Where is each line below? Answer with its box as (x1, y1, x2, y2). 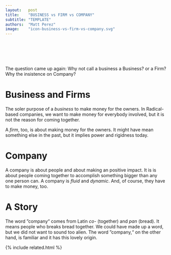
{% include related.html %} (5, 244, 62, 250)
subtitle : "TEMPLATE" (5, 17, 52, 22)
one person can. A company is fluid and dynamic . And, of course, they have (5, 178, 165, 184)
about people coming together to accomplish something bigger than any (5, 172, 158, 178)
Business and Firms (5, 89, 91, 100)
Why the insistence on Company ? (5, 71, 76, 77)
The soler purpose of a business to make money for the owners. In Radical (5, 106, 162, 112)
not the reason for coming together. (5, 117, 80, 123)
